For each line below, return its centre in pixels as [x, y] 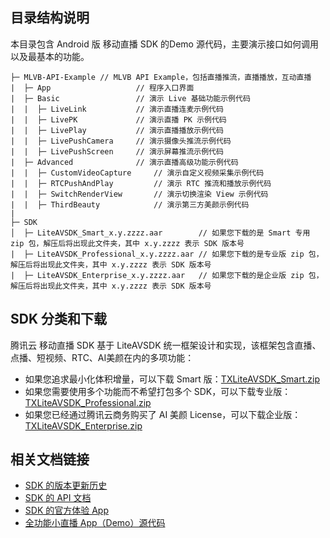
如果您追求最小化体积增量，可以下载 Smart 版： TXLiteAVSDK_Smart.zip [172, 379]
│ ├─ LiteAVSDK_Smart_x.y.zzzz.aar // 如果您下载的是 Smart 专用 [160, 233]
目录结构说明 [50, 18]
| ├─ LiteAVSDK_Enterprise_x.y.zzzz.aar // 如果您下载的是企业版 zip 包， [167, 275]
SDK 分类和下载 [58, 319]
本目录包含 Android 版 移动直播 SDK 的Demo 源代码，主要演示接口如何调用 [164, 44]
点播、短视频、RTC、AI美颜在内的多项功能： [102, 357]
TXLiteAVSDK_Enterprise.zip [83, 425]
